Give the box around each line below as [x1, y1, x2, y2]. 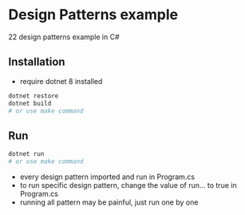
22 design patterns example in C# [8, 32, 120, 42]
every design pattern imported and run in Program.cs [19, 172, 196, 181]
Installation [8, 55, 65, 69]
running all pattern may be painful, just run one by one [19, 197, 199, 207]
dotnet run [8, 150, 45, 158]
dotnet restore [8, 92, 59, 100]
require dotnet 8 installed [19, 76, 103, 86]
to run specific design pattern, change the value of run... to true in [19, 180, 237, 189]
